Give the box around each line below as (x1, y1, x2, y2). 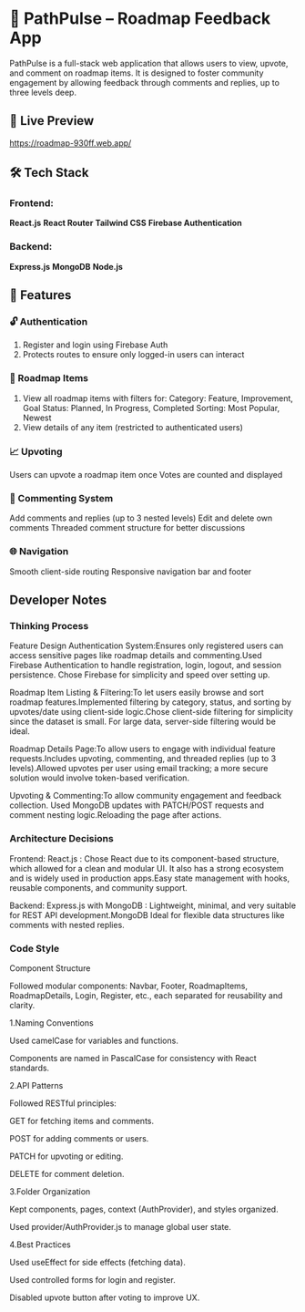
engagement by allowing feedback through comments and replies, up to (9, 77, 280, 88)
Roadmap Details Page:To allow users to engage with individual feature (9, 743, 276, 755)
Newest (22, 412, 52, 423)
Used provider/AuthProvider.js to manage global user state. (9, 1221, 232, 1232)
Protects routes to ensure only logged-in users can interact (22, 349, 245, 360)
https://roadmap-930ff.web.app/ (9, 137, 132, 149)
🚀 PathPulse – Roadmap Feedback (9, 8, 271, 29)
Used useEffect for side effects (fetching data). (9, 1256, 187, 1267)
